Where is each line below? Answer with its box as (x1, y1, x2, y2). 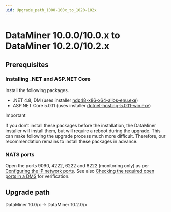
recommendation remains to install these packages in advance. (5, 138, 138, 144)
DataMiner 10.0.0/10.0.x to (5, 29, 121, 41)
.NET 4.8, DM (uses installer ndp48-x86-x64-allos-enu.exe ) (12, 97, 138, 103)
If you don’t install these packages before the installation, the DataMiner (5, 122, 156, 128)
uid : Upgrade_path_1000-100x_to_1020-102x (5, 7, 97, 13)
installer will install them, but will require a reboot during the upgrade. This (5, 128, 161, 134)
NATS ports (5, 151, 35, 158)
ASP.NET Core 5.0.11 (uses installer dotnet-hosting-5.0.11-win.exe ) (12, 102, 151, 108)
